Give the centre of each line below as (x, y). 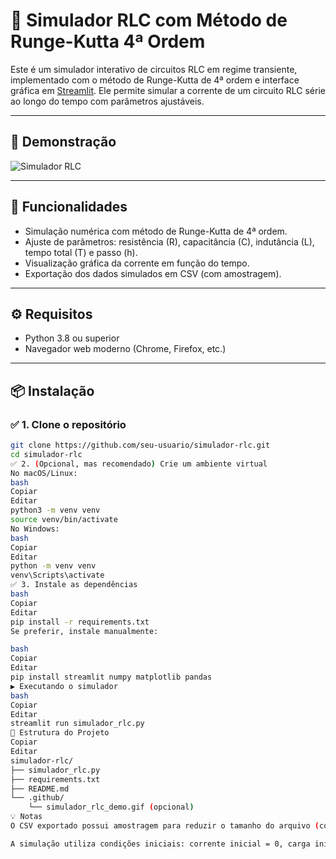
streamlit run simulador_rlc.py (77, 724)
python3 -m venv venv (55, 510)
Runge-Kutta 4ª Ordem (108, 41)
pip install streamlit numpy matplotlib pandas (111, 677)
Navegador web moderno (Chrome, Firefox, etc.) (125, 349)
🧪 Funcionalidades (69, 207)
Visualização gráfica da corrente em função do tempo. (137, 263)
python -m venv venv (53, 566)
